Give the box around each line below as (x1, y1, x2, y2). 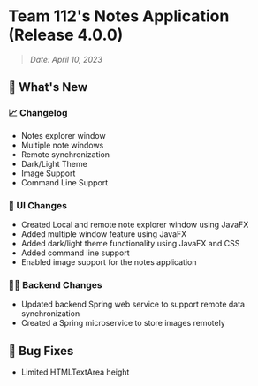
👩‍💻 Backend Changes (8, 278, 102, 291)
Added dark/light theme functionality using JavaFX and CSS (20, 238, 240, 248)
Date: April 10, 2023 (29, 54, 103, 64)
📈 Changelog (8, 107, 68, 119)
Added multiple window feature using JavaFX (20, 228, 187, 239)
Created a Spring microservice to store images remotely (20, 318, 226, 329)
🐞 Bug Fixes (8, 343, 74, 359)
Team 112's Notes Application (8, 6, 230, 26)
